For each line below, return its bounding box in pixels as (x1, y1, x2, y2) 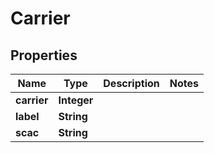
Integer (58, 93, 94, 107)
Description (103, 77, 160, 90)
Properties (10, 47, 78, 64)
